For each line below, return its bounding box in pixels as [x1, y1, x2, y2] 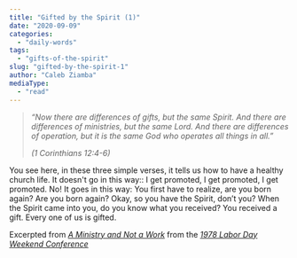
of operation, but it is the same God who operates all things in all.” [30, 130, 274, 141]
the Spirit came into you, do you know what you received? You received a [9, 202, 277, 213]
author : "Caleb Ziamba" [9, 71, 98, 80]
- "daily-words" [17, 37, 77, 47]
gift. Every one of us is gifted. [9, 212, 117, 223]
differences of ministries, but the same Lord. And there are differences [30, 121, 290, 131]
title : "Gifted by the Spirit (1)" [9, 12, 141, 22]
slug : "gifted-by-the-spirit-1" [9, 63, 129, 72]
